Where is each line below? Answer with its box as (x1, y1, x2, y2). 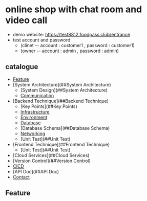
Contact (12, 174, 30, 180)
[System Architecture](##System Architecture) (12, 81, 111, 87)
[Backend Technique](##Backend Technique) (12, 98, 109, 104)
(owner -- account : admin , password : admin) (20, 48, 119, 54)
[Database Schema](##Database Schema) (20, 125, 110, 131)
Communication (20, 92, 54, 98)
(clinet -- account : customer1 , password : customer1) (20, 42, 135, 48)
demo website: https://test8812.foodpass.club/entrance (12, 31, 131, 37)
